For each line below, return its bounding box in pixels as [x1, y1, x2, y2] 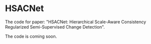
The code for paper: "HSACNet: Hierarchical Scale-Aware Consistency [5, 19, 147, 25]
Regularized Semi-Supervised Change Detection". [5, 24, 105, 29]
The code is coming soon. [5, 33, 57, 39]
